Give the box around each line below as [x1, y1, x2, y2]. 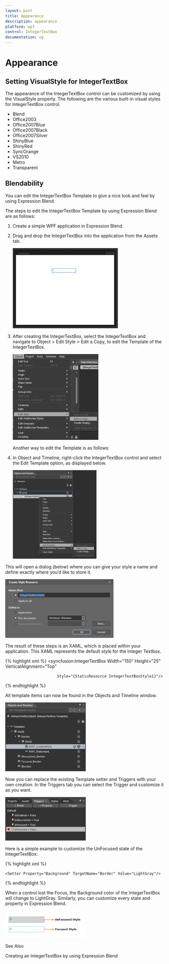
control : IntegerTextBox [5, 29, 57, 35]
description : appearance [5, 19, 57, 24]
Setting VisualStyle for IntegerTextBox [5, 77, 128, 86]
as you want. [5, 787, 32, 793]
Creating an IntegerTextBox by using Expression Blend [5, 952, 118, 958]
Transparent [12, 164, 38, 171]
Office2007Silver [12, 133, 48, 138]
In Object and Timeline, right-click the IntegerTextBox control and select [12, 455, 162, 461]
